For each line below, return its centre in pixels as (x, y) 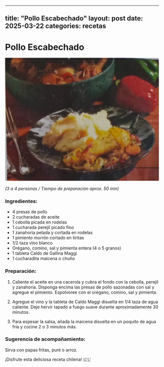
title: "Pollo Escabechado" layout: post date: (74, 18)
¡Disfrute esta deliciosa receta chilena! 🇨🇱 (48, 359)
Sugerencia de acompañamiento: (45, 339)
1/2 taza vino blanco (32, 243)
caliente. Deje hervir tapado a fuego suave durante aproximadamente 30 (85, 307)
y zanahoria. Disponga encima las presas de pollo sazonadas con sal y (83, 287)
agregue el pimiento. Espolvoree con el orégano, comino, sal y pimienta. (85, 292)
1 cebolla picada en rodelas (40, 222)
